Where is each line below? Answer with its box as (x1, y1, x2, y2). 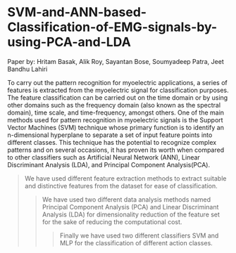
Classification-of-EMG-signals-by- (7, 19, 218, 35)
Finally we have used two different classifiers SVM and (59, 231, 219, 240)
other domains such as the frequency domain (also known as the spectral (7, 100, 221, 109)
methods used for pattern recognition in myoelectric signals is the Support (7, 115, 223, 124)
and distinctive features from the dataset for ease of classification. (24, 181, 218, 190)
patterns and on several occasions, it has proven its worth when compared (7, 145, 225, 154)
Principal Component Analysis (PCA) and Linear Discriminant (42, 202, 219, 211)
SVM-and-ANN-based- (7, 4, 147, 20)
